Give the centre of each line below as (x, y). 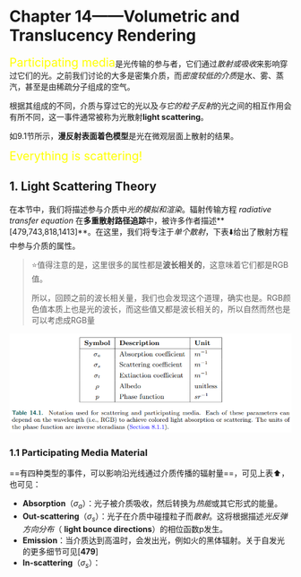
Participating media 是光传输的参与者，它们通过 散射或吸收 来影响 (145, 62)
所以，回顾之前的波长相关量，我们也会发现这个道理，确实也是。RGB (157, 297)
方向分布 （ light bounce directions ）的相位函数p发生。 (125, 529)
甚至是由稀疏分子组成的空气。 (80, 86)
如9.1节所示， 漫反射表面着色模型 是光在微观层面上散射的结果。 (124, 135)
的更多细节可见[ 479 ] (60, 551)
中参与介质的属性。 (45, 245)
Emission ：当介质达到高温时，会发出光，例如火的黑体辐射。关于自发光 (153, 540)
